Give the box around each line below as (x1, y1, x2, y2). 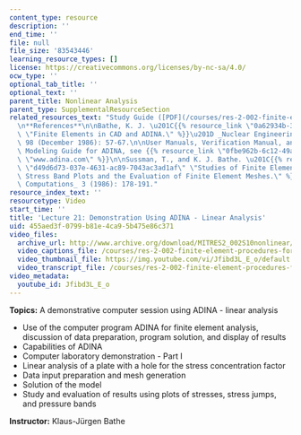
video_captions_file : (17, 247, 99, 256)
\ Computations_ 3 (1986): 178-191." (17, 180, 159, 189)
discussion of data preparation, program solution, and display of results (21, 331, 287, 342)
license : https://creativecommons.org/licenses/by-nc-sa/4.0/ (9, 64, 246, 73)
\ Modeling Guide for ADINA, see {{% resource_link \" (17, 146, 227, 155)
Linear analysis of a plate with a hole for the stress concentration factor (21, 360, 286, 370)
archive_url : (17, 239, 66, 248)
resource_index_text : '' (9, 188, 102, 197)
